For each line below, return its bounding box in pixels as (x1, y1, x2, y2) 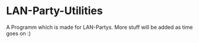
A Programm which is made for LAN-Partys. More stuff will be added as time (6, 24, 193, 31)
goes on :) (6, 29, 31, 37)
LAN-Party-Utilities (6, 4, 103, 18)
